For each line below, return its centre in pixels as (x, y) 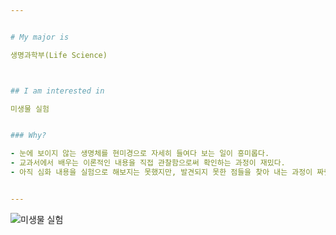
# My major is (40, 37)
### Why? (28, 136)
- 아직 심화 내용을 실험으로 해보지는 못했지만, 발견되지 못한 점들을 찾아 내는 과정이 (161, 172)
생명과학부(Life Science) (59, 55)
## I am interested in (57, 91)
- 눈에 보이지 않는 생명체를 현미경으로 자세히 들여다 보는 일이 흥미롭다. (140, 154)
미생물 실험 (30, 109)
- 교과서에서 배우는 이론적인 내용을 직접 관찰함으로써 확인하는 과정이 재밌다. (148, 163)
